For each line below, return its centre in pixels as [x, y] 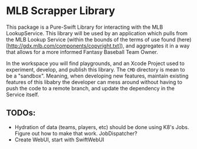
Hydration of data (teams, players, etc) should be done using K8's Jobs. [102, 127]
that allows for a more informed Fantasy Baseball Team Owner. [82, 52]
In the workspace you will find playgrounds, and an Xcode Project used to [96, 63]
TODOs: [21, 113]
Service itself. [23, 94]
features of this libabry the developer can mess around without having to [94, 82]
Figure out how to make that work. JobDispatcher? [76, 133]
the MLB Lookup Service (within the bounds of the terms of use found [91, 39]
